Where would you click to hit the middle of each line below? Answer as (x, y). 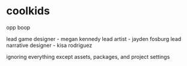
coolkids (28, 11)
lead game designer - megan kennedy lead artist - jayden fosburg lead (94, 39)
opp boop (18, 27)
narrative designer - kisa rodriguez (49, 45)
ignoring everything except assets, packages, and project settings (88, 56)
